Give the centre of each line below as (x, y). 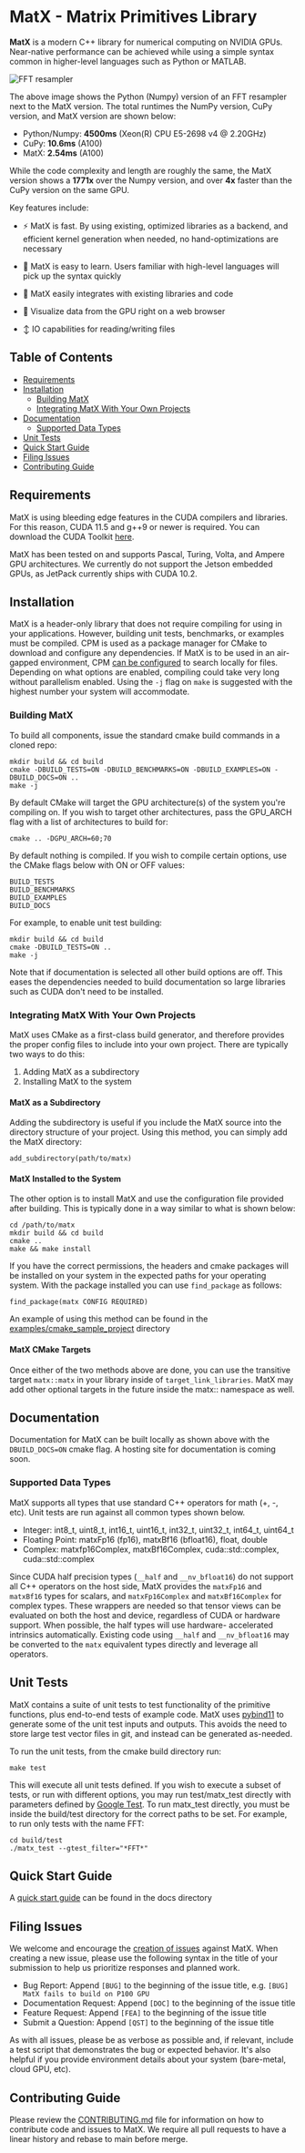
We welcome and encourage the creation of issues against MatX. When (144, 1949)
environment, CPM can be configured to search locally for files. (159, 663)
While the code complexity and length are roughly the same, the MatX (141, 170)
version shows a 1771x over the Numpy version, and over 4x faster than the (151, 180)
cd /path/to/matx (42, 1225)
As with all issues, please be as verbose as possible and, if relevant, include (152, 2040)
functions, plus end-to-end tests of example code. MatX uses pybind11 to (147, 1714)
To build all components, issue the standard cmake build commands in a (145, 735)
